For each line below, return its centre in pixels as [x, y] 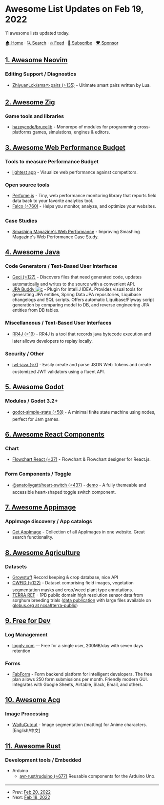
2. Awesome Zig [30, 102]
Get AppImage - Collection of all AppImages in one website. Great [78, 532]
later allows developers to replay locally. [52, 341]
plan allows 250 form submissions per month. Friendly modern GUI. [80, 679]
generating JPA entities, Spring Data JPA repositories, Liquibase [77, 295]
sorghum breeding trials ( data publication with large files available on [82, 600]
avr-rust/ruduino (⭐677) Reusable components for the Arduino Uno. [87, 776]
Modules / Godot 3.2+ [31, 401]
